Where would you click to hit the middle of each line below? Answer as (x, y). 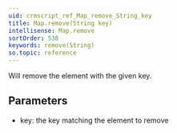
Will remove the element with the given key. (80, 76)
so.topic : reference (43, 53)
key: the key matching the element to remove (94, 120)
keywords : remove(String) (51, 46)
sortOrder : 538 (34, 38)
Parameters (38, 101)
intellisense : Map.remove (51, 30)
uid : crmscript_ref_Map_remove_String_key (80, 16)
